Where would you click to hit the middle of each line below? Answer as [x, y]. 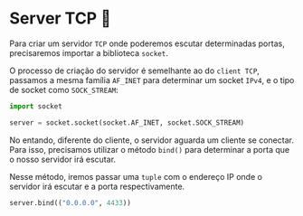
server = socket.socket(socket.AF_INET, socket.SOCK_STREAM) [127, 122]
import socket [36, 106]
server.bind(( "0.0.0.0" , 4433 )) [70, 202]
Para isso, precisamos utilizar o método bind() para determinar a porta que [150, 149]
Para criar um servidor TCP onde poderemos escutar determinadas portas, [147, 43]
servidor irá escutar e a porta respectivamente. [97, 186]
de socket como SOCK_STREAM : [64, 89]
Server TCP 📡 [60, 19]
